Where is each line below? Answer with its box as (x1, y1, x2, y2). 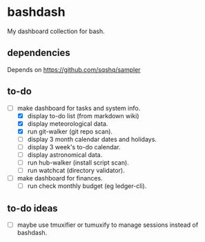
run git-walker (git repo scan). (27, 127, 113, 136)
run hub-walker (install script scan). (27, 158, 129, 167)
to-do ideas (7, 202, 58, 214)
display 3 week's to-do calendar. (27, 142, 121, 151)
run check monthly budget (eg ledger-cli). (27, 182, 147, 190)
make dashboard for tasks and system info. (17, 104, 141, 112)
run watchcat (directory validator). (27, 167, 126, 175)
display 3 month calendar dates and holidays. (27, 135, 157, 143)
